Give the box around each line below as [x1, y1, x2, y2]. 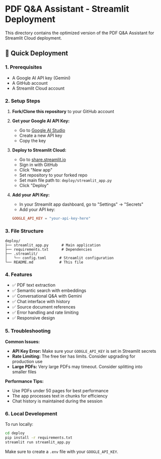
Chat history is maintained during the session [12, 398, 103, 404]
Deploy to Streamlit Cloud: [12, 147, 66, 153]
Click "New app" [19, 167, 52, 172]
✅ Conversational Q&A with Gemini [12, 293, 82, 299]
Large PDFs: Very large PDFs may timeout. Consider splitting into [12, 363, 143, 369]
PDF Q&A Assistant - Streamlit [5, 3, 129, 15]
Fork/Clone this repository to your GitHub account [12, 108, 114, 114]
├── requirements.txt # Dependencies [5, 247, 92, 252]
